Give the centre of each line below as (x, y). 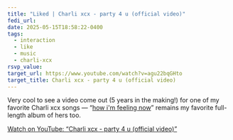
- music (25, 54)
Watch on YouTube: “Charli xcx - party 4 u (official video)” (92, 129)
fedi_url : (22, 21)
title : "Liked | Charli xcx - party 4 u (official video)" (97, 14)
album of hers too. (54, 115)
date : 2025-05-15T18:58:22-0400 (55, 27)
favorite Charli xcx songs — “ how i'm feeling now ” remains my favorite (110, 108)
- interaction (34, 41)
